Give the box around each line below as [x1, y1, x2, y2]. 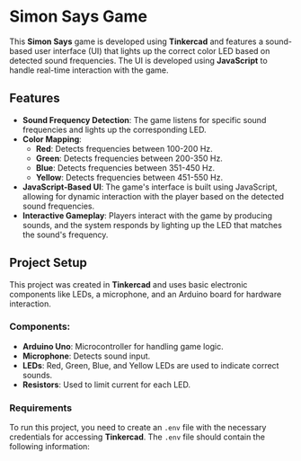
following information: [9, 441, 90, 452]
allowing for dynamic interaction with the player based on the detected [22, 191, 285, 201]
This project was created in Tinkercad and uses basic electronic [9, 279, 248, 289]
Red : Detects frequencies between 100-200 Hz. [35, 143, 213, 154]
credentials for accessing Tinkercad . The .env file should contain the [9, 431, 265, 442]
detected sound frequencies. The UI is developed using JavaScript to [9, 55, 268, 66]
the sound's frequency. [22, 229, 109, 240]
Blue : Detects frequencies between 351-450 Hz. [35, 162, 216, 173]
